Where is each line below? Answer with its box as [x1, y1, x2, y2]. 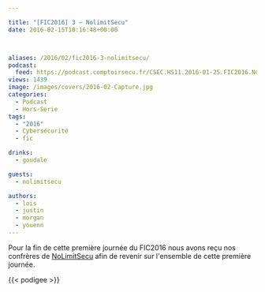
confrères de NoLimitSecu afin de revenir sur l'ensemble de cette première [8, 251, 252, 260]
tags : [8, 112, 26, 121]
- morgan [15, 214, 44, 222]
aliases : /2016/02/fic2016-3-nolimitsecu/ [8, 54, 150, 62]
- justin [15, 207, 44, 215]
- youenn [15, 222, 44, 230]
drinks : [8, 149, 34, 157]
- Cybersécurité [15, 127, 69, 135]
